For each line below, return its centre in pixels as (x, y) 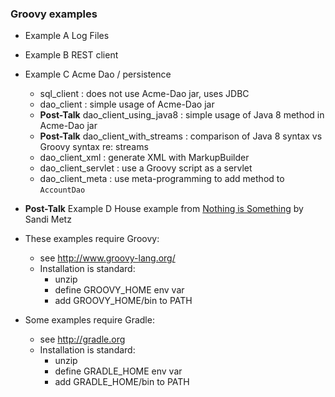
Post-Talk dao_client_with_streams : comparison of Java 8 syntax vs (181, 136)
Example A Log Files (67, 36)
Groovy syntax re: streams (94, 147)
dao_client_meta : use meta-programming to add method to (162, 179)
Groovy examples (54, 14)
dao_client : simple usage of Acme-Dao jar (127, 104)
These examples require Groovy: (92, 239)
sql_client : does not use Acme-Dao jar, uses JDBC (144, 94)
